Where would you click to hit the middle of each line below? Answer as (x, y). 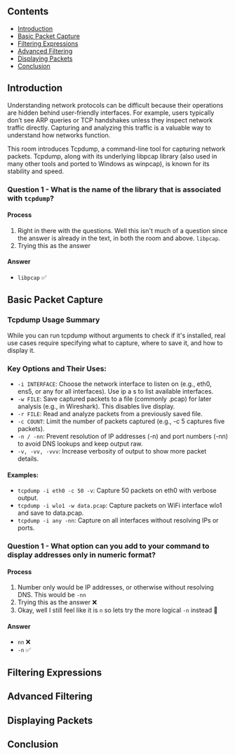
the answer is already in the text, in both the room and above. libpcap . (119, 238)
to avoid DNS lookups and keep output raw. (80, 444)
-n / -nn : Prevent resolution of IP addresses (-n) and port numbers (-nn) (123, 436)
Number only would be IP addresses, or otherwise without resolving (115, 587)
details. (28, 458)
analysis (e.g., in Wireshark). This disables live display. (96, 406)
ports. (26, 528)
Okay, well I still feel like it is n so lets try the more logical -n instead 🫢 (117, 610)
